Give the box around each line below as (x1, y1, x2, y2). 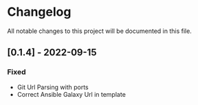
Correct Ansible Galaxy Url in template (16, 90, 126, 98)
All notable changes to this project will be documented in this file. (7, 27, 192, 35)
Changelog (7, 4, 71, 20)
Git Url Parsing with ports (16, 83, 89, 91)
